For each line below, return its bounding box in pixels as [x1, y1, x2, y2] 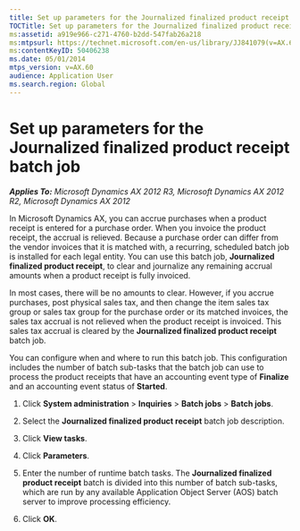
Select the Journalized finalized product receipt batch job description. [21, 415, 285, 426]
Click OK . [21, 513, 58, 524]
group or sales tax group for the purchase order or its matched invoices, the [9, 306, 288, 317]
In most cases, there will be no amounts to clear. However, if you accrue [9, 287, 275, 298]
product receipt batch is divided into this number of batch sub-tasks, [21, 476, 279, 488]
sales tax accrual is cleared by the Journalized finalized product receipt [9, 325, 277, 336]
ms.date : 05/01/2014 [9, 55, 87, 64]
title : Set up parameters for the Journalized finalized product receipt [9, 13, 290, 22]
